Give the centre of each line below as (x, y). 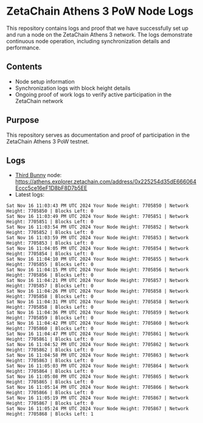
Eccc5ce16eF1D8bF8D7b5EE (51, 188)
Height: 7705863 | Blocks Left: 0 (50, 361)
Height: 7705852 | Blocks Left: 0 (50, 233)
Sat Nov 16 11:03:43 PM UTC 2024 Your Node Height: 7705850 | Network (98, 206)
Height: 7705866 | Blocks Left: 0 (50, 393)
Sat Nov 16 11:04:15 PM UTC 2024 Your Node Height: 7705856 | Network (98, 270)
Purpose (23, 120)
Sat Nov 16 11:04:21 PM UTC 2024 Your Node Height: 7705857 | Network (98, 281)
